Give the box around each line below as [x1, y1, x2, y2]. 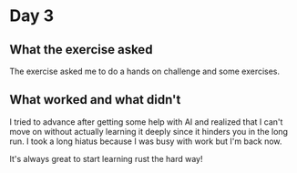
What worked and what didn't [9, 92, 181, 107]
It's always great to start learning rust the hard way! [9, 153, 203, 164]
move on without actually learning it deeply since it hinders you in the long [9, 126, 289, 137]
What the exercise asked [9, 42, 153, 57]
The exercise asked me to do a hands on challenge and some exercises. [9, 66, 281, 76]
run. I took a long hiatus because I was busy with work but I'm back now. [9, 136, 282, 147]
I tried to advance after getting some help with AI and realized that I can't [9, 116, 283, 127]
